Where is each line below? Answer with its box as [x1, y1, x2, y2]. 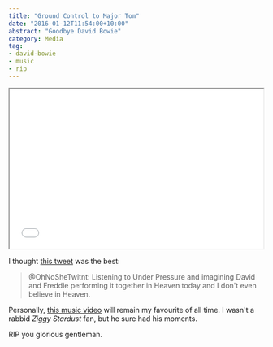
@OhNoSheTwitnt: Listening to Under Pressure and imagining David [28, 271, 256, 281]
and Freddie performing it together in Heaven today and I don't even [28, 280, 258, 290]
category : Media [8, 34, 63, 43]
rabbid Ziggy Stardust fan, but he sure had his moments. [8, 314, 197, 323]
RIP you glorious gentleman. [8, 329, 103, 339]
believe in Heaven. [28, 289, 91, 299]
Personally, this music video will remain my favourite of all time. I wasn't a [8, 305, 254, 314]
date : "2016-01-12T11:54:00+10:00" [8, 20, 129, 28]
